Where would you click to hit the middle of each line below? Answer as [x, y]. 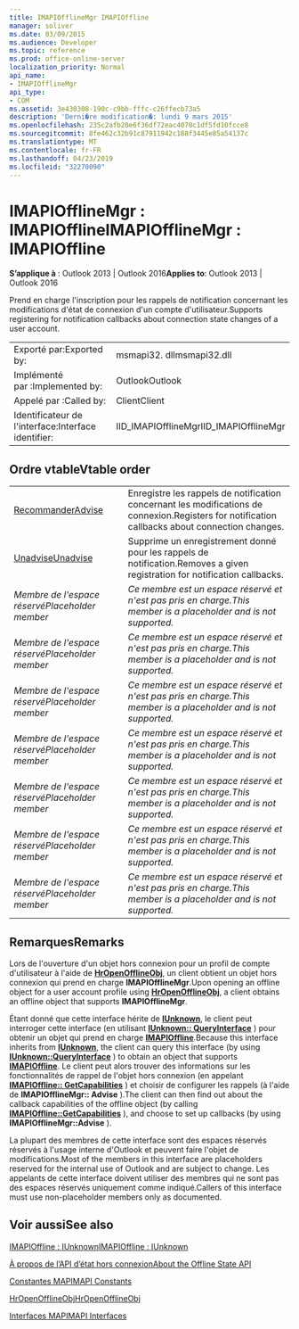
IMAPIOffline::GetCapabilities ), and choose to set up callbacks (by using [145, 1113]
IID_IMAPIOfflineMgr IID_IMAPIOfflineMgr [200, 426]
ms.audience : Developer [53, 42]
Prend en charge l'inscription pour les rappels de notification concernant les [149, 301]
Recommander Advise [59, 510]
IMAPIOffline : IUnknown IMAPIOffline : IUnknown [99, 1246]
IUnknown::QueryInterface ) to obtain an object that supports [124, 1056]
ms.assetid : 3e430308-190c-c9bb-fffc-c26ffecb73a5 [105, 109]
